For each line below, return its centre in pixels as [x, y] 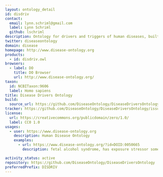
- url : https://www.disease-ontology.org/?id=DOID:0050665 [79, 145]
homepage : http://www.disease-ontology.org [50, 50]
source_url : [22, 104]
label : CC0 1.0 [25, 122]
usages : [13, 127]
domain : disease [21, 46]
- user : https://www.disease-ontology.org [53, 131]
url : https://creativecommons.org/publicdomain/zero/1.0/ [69, 118]
